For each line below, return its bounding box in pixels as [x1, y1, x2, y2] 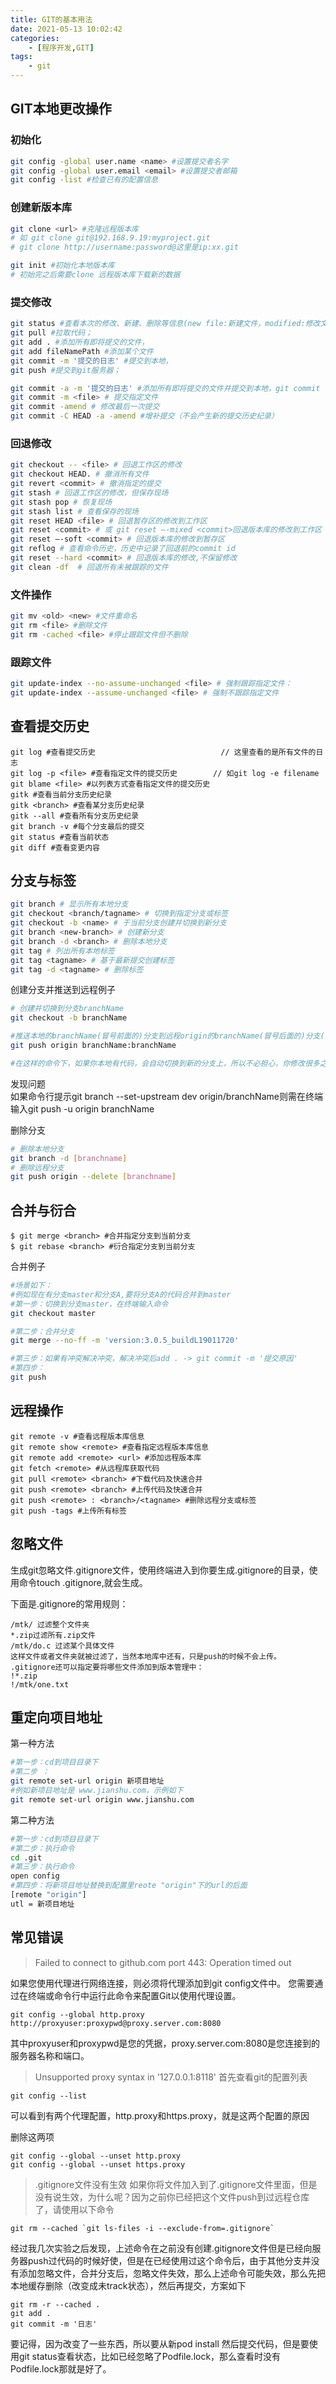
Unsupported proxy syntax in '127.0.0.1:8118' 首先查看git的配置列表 [34, 2071, 308, 2083]
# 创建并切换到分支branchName [10, 1004, 125, 1014]
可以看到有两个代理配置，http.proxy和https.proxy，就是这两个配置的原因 [10, 2109, 310, 2121]
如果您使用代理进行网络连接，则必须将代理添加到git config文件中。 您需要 [10, 1977, 315, 1989]
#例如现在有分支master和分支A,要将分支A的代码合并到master [10, 1289, 232, 1300]
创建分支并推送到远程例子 [10, 984, 116, 996]
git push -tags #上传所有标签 [10, 1506, 127, 1516]
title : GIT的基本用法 [10, 14, 93, 25]
